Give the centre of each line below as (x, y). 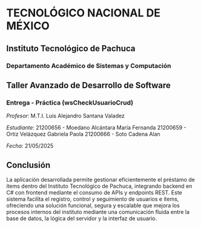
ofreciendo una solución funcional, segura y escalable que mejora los (93, 206)
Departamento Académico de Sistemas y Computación (89, 66)
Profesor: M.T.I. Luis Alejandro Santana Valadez (66, 116)
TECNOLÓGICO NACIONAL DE (83, 13)
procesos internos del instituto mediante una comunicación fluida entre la (98, 212)
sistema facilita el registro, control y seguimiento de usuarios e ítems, (93, 199)
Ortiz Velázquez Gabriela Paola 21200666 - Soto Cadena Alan (83, 134)
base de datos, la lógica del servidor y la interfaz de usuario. (82, 218)
